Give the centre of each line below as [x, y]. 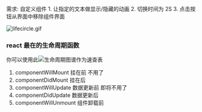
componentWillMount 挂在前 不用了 [59, 73]
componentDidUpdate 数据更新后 [57, 95]
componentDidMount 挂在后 [50, 80]
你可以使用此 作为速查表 [55, 60]
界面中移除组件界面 [41, 16]
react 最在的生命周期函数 [43, 45]
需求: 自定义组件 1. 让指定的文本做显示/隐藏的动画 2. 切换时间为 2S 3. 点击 [98, 9]
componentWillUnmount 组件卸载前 [59, 103]
